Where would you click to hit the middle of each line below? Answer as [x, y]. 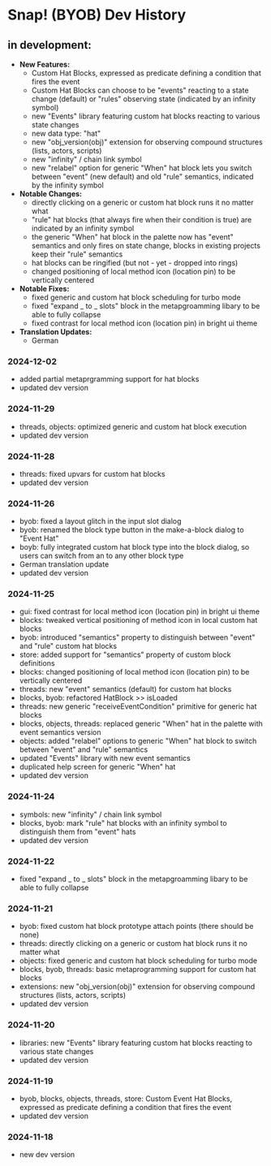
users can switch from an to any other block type [101, 556]
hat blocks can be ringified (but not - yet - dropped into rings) [135, 263]
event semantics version [60, 732]
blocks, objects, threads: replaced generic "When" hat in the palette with [141, 723]
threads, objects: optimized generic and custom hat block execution [133, 426]
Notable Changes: [51, 194]
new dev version [47, 1155]
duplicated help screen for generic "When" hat [97, 767]
